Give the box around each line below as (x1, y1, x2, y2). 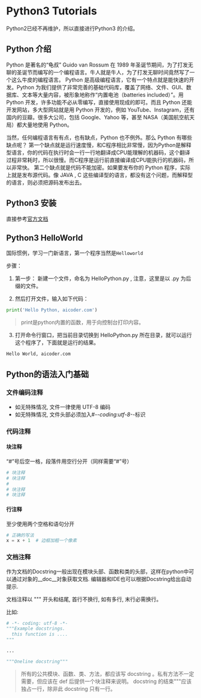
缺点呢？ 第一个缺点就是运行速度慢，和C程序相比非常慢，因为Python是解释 (6, 141, 191, 148)
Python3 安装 (6, 198, 57, 208)
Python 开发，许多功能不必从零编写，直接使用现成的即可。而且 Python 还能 (6, 98, 193, 106)
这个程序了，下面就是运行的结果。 (14, 339, 99, 346)
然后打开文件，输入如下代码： (14, 295, 89, 302)
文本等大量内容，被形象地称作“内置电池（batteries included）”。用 (22, 91, 184, 98)
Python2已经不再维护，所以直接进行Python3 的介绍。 (6, 25, 139, 32)
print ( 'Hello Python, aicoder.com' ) (6, 307, 98, 313)
